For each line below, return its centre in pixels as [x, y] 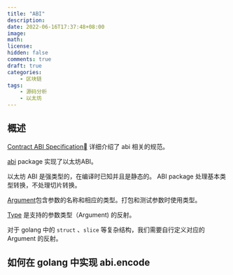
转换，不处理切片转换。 [47, 185]
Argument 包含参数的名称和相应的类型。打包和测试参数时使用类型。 [104, 199]
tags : [15, 85]
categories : [24, 72]
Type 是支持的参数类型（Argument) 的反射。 [71, 215]
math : [15, 40]
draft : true [24, 66]
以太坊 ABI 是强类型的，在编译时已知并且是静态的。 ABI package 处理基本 [114, 176]
